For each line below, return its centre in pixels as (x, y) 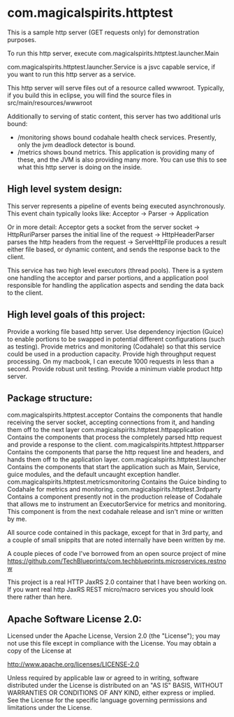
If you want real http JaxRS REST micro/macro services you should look (111, 590)
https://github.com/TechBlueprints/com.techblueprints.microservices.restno (117, 561)
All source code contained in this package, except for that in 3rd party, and (115, 533)
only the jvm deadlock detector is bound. (76, 144)
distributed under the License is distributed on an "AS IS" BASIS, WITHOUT (115, 685)
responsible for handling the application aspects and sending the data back (116, 285)
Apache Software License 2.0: (74, 619)
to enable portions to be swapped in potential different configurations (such (116, 339)
